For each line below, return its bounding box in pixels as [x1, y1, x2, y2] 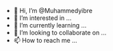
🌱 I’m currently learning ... [13, 21, 87, 29]
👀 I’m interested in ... [13, 14, 72, 22]
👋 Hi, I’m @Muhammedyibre [13, 7, 92, 14]
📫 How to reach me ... [13, 37, 77, 44]
